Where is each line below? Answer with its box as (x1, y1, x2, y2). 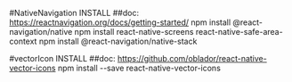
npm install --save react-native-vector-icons (57, 62, 221, 73)
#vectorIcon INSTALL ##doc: (9, 53, 116, 63)
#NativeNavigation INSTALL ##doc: (9, 8, 140, 18)
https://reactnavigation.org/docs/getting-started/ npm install (9, 17, 231, 28)
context (9, 36, 37, 46)
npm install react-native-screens (74, 27, 194, 37)
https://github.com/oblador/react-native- (117, 53, 267, 63)
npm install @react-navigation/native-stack (38, 36, 198, 46)
